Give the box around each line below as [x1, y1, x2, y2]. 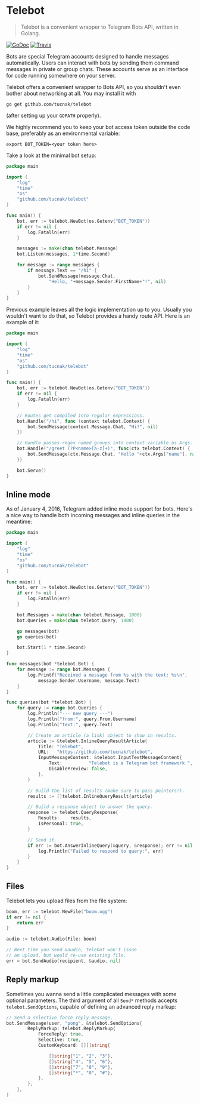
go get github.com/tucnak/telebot [6, 101, 92, 107]
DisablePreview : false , [48, 766, 108, 772]
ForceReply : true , [37, 1031, 84, 1037]
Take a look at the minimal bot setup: [6, 152, 96, 159]
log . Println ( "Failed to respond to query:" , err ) [37, 848, 164, 854]
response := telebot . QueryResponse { [27, 810, 118, 816]
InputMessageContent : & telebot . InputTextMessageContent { [37, 755, 183, 761]
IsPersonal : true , [37, 821, 84, 827]
